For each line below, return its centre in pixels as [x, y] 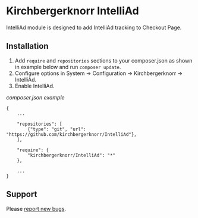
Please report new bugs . [36, 208]
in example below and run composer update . [68, 67]
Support [22, 194]
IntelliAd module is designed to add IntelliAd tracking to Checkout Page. [94, 27]
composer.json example [35, 97]
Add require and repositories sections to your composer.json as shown [103, 60]
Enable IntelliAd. [34, 86]
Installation [27, 46]
